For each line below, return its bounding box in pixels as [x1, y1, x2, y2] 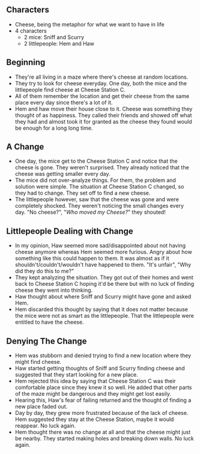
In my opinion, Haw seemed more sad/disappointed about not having [14, 242, 186, 249]
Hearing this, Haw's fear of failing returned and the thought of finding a [14, 396, 192, 404]
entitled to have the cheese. [14, 318, 84, 326]
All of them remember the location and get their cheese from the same [14, 92, 190, 100]
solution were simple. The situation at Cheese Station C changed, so [14, 183, 184, 190]
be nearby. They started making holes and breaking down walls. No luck [14, 435, 194, 442]
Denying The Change [6, 336, 87, 346]
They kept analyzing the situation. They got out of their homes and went [14, 274, 193, 281]
